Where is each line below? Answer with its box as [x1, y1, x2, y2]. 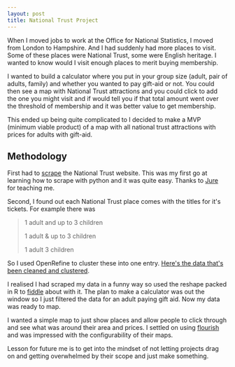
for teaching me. [7, 183, 55, 193]
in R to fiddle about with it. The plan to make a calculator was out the [7, 288, 205, 296]
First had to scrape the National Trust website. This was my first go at [7, 169, 208, 177]
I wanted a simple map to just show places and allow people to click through [7, 316, 227, 324]
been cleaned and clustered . [7, 267, 90, 275]
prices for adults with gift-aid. [7, 130, 93, 139]
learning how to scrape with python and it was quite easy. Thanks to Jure [7, 176, 219, 185]
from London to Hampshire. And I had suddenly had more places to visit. [7, 43, 217, 52]
